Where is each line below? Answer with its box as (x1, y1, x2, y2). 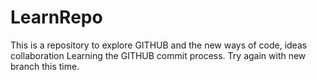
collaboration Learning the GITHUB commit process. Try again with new (10, 49, 307, 61)
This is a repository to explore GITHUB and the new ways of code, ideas (10, 39, 308, 51)
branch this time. (10, 60, 80, 72)
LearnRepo (10, 6, 103, 29)
